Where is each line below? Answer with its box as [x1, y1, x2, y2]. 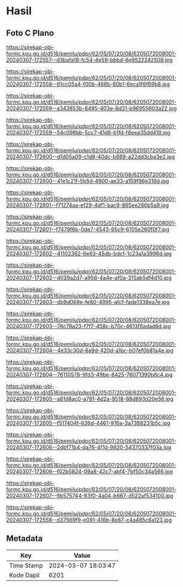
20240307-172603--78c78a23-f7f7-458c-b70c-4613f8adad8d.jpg [6, 323, 171, 330]
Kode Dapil [9, 571, 40, 579]
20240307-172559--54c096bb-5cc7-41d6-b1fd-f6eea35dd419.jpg [6, 129, 171, 136]
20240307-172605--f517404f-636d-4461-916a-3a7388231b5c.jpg [6, 420, 171, 427]
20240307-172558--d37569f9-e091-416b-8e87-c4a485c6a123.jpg [6, 517, 172, 523]
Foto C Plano [6, 28, 54, 38]
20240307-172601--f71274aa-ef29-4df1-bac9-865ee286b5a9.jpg [6, 201, 169, 209]
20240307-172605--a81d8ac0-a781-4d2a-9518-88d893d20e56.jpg [6, 395, 174, 402]
